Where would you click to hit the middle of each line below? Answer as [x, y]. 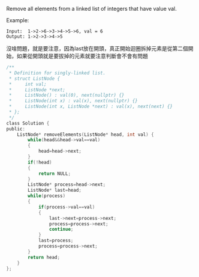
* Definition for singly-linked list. [57, 73]
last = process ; [56, 241]
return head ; [44, 257]
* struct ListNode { [34, 78]
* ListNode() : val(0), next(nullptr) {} [67, 96]
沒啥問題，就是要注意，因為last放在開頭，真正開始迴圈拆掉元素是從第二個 [97, 48]
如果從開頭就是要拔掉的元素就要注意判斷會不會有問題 [82, 56]
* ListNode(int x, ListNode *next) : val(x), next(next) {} [91, 107]
